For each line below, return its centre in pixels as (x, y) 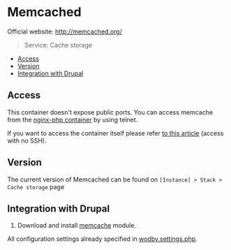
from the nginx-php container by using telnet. (73, 119)
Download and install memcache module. (77, 226)
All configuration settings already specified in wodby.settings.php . (102, 239)
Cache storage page (36, 186)
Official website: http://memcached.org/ (65, 31)
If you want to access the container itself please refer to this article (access (115, 133)
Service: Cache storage (58, 45)
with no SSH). (27, 140)
